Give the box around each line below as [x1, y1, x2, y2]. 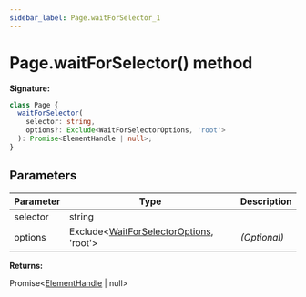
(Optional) [240, 230, 284, 243]
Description [240, 195, 292, 208]
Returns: [9, 260, 44, 271]
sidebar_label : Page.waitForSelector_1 [9, 13, 161, 23]
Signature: [9, 83, 50, 94]
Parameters [9, 168, 77, 183]
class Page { [9, 100, 59, 109]
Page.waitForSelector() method [9, 52, 253, 73]
